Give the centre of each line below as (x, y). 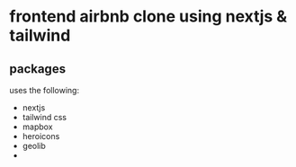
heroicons (41, 136)
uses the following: (44, 90)
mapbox (37, 127)
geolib (34, 146)
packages (37, 69)
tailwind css (45, 117)
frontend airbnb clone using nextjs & (148, 17)
